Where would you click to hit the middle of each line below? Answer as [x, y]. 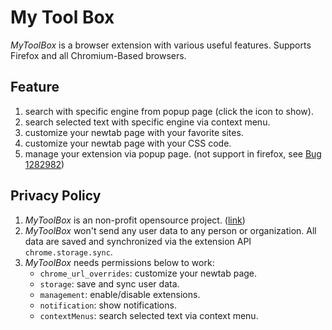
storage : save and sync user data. [109, 283]
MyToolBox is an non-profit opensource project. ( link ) [135, 220]
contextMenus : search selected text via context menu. [149, 315]
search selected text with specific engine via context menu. [147, 122]
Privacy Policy [56, 196]
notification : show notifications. [108, 305]
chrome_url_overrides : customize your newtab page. [148, 273]
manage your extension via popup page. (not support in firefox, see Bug [173, 153]
